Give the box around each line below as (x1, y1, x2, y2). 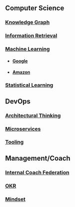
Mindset (5, 196, 26, 203)
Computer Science (5, 4, 65, 12)
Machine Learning (5, 46, 50, 53)
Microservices (5, 125, 41, 132)
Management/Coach (5, 154, 71, 162)
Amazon (12, 69, 31, 75)
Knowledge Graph (5, 19, 50, 26)
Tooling (5, 139, 24, 146)
